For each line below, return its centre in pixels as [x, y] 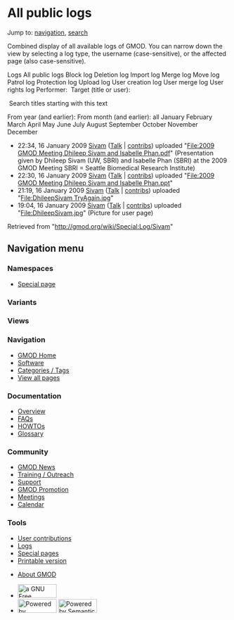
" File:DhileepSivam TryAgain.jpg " [65, 198]
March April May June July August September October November [103, 124]
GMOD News [36, 467]
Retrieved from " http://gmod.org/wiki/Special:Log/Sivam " [90, 226]
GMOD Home [37, 355]
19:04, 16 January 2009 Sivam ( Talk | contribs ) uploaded [99, 205]
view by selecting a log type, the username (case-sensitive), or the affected [117, 53]
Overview [31, 411]
